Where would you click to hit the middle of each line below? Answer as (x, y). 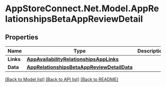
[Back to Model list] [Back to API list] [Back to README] (62, 79)
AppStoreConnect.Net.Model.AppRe (82, 9)
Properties (22, 37)
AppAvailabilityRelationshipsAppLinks (73, 59)
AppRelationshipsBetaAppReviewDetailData (80, 67)
